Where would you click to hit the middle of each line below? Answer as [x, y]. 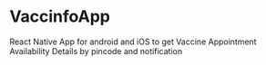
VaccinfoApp [60, 17]
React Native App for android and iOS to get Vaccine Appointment [133, 42]
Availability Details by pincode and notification [96, 51]
